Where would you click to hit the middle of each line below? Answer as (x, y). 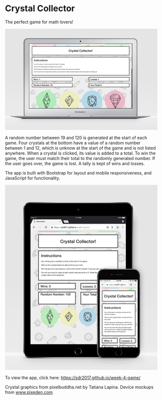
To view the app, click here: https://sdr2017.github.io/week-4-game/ (73, 378)
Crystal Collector (40, 9)
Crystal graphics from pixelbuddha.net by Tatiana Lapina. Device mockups (79, 387)
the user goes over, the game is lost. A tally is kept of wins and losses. (75, 164)
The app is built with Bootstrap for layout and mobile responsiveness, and (78, 173)
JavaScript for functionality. (33, 178)
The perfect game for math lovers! (39, 22)
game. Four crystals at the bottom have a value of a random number (73, 143)
